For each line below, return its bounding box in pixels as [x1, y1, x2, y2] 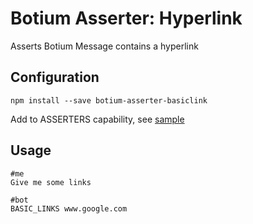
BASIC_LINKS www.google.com [10, 203, 128, 214]
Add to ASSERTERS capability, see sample [10, 113, 185, 125]
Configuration [10, 69, 100, 86]
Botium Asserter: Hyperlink [10, 7, 243, 30]
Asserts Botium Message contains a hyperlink [10, 40, 199, 52]
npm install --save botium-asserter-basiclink [10, 95, 208, 106]
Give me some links [10, 177, 92, 187]
